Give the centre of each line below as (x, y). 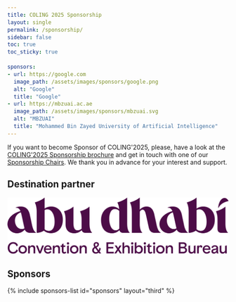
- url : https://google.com (47, 74)
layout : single (29, 22)
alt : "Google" (34, 89)
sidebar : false (29, 37)
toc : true (22, 45)
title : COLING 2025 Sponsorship (54, 15)
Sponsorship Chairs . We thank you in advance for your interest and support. (117, 162)
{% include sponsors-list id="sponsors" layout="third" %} (91, 291)
